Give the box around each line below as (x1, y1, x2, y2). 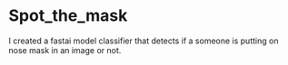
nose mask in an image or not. (8, 44, 122, 55)
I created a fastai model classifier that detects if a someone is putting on (8, 35, 279, 46)
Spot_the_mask (8, 5, 128, 26)
